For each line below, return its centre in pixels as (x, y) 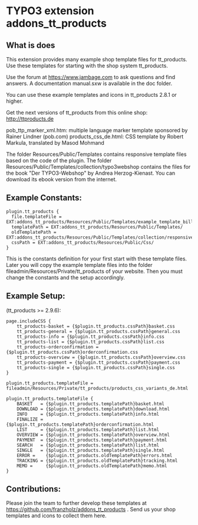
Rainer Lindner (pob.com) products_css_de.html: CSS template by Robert (95, 136)
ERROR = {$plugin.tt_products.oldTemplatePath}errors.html (95, 455)
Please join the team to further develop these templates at (77, 503)
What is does (31, 45)
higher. (15, 101)
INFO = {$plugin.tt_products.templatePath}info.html (88, 414)
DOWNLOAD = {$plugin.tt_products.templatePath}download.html (93, 409)
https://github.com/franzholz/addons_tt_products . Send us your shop (91, 510)
